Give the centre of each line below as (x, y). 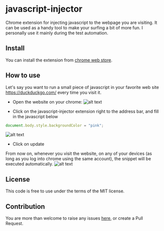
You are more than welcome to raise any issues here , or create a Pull (74, 218)
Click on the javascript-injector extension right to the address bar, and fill (86, 111)
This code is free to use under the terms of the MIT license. (65, 191)
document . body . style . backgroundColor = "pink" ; (55, 126)
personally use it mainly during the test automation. (57, 33)
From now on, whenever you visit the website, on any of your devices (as (79, 154)
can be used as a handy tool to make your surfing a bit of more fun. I (74, 27)
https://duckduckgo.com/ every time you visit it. (54, 92)
